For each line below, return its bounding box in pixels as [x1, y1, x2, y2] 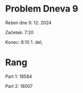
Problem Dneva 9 [5, 3, 78, 15]
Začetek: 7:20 [5, 29, 34, 35]
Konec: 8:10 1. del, [5, 39, 43, 45]
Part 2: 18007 [5, 83, 33, 89]
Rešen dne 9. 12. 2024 [5, 20, 52, 26]
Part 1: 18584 [5, 73, 32, 79]
